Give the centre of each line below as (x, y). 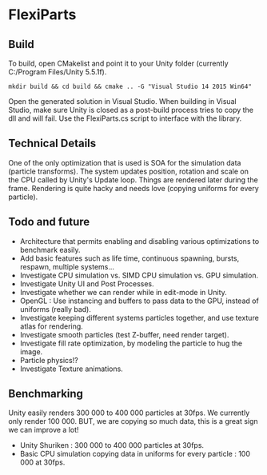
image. (31, 351)
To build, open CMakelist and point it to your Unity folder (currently (119, 63)
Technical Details (52, 144)
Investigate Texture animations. (72, 369)
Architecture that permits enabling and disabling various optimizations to (139, 241)
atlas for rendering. (52, 326)
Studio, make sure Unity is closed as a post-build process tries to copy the (131, 110)
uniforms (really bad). (56, 309)
